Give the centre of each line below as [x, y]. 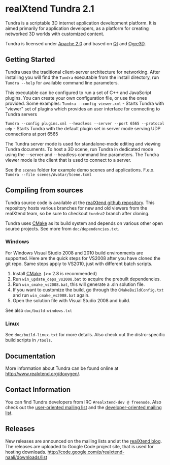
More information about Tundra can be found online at [62, 368]
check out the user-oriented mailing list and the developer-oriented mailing [84, 407]
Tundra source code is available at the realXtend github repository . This [80, 202]
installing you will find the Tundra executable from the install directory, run [82, 77]
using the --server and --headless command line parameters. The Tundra [82, 154]
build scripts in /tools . [29, 340]
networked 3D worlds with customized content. [55, 34]
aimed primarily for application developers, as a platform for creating [77, 28]
